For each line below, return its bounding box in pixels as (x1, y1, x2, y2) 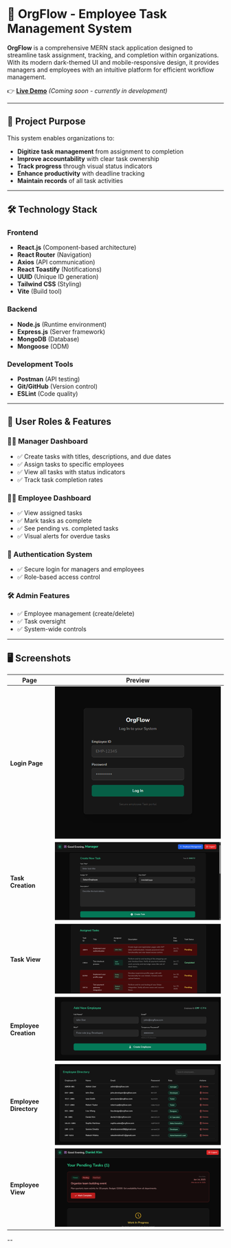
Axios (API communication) (16, 258, 96, 266)
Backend (7, 304, 38, 314)
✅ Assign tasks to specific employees (16, 460, 124, 468)
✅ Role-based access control (16, 573, 101, 581)
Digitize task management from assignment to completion (16, 147, 184, 156)
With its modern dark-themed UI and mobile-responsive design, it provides (7, 58, 219, 66)
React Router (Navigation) (16, 251, 92, 259)
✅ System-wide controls (16, 624, 87, 633)
